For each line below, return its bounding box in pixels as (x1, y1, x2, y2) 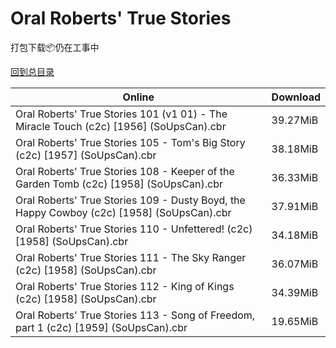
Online (122, 90, 155, 104)
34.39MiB (271, 285, 319, 299)
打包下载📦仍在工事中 (10, 41, 100, 53)
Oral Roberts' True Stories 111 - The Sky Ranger (15, 250, 247, 264)
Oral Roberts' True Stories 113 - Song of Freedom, (15, 308, 256, 322)
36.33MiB (271, 170, 319, 184)
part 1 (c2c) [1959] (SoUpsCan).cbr (15, 320, 188, 334)
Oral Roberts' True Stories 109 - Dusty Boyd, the (15, 193, 246, 207)
